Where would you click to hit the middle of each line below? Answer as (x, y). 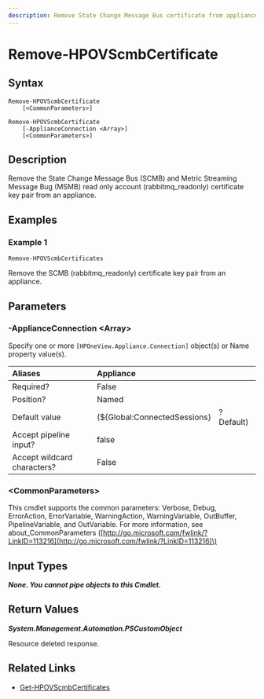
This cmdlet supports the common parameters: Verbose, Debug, (113, 508)
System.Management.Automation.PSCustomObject (95, 628)
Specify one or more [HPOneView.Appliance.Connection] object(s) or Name (129, 346)
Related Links (42, 668)
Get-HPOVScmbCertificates (64, 687)
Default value (37, 417)
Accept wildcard (42, 457)
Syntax (26, 83)
